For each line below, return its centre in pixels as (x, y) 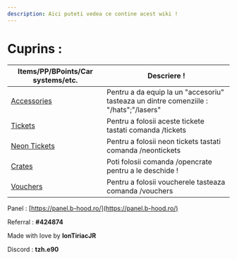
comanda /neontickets (144, 150)
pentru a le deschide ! (142, 170)
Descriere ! (166, 76)
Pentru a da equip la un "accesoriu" (165, 92)
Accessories (31, 101)
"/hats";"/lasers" (134, 109)
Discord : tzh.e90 (33, 249)
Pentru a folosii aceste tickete (156, 121)
